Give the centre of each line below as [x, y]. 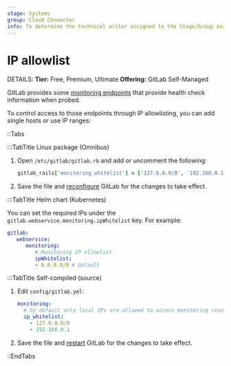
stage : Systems [29, 13]
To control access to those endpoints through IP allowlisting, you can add [111, 114]
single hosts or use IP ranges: [49, 120]
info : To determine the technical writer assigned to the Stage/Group [110, 26]
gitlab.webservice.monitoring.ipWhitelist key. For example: [95, 220]
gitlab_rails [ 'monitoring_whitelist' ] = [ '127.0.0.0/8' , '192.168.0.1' [122, 173]
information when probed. [44, 100]
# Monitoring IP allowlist [73, 252]
